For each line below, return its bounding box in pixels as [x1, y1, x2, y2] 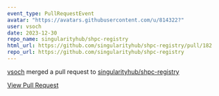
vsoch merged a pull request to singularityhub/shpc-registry [7, 67, 179, 76]
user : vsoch [7, 23, 42, 30]
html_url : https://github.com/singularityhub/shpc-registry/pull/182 [7, 42, 213, 49]
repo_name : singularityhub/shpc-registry [7, 36, 129, 43]
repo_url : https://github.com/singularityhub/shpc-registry [7, 49, 185, 56]
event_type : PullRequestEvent [7, 10, 95, 17]
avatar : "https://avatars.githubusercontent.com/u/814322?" [7, 17, 185, 23]
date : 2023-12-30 [7, 29, 58, 37]
